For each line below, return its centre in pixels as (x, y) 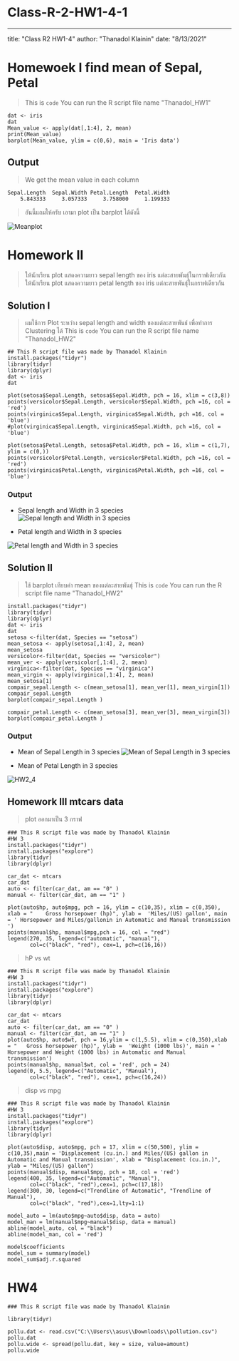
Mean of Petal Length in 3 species (68, 765)
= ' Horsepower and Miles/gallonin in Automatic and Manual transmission (119, 920)
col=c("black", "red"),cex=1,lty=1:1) (87, 1203)
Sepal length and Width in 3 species (70, 510)
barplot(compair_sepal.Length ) (55, 699)
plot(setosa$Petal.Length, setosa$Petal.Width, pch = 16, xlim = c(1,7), (119, 446)
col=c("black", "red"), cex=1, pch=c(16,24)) (98, 1077)
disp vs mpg (43, 1090)
